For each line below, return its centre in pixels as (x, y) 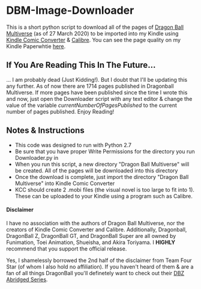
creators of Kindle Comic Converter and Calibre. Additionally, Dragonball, (97, 230)
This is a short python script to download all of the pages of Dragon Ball (95, 27)
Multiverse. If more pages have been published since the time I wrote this (97, 92)
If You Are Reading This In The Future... (81, 65)
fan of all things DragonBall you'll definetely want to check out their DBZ (95, 273)
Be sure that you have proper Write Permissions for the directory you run (105, 151)
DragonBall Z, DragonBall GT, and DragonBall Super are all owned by (91, 236)
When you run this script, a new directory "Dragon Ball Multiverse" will (102, 164)
